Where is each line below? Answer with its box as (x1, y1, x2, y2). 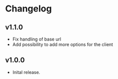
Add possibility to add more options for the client (12, 41, 113, 47)
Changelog (5, 3, 52, 14)
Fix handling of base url (12, 36, 61, 42)
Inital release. (12, 69, 40, 75)
